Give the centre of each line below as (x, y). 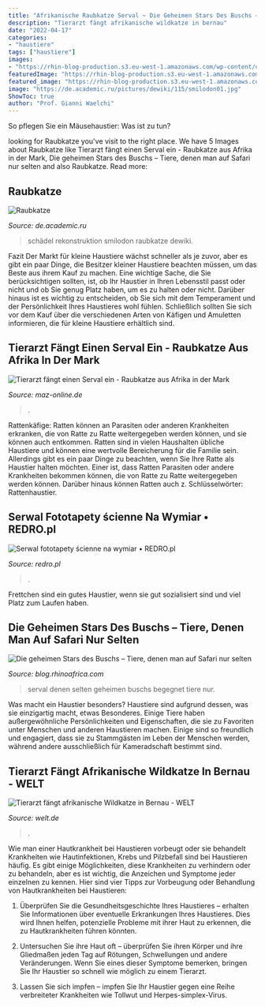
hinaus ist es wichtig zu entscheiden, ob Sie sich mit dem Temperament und (132, 298)
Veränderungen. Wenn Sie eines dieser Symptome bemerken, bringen (133, 963)
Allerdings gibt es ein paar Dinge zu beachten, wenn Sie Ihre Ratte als (121, 459)
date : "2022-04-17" (40, 30)
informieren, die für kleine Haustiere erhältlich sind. (91, 323)
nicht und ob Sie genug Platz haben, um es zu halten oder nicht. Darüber (127, 290)
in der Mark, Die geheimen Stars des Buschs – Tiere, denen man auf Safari (129, 158)
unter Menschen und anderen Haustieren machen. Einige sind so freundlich (131, 730)
